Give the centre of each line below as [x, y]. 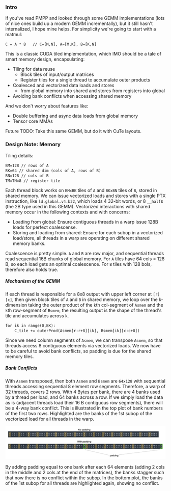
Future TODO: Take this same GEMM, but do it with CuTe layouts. [73, 131]
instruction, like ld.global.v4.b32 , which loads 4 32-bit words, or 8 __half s [84, 201]
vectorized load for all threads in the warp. [50, 419]
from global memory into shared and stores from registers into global [93, 91]
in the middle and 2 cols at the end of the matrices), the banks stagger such [85, 472]
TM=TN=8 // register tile [33, 181]
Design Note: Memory [33, 145]
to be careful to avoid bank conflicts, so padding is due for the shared [78, 351]
